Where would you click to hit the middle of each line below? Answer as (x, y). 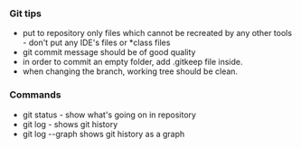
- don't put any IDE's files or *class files (96, 42)
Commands (35, 95)
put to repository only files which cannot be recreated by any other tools (157, 33)
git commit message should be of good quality (109, 52)
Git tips (26, 14)
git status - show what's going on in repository (109, 115)
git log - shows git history (70, 124)
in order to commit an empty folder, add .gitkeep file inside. (132, 62)
